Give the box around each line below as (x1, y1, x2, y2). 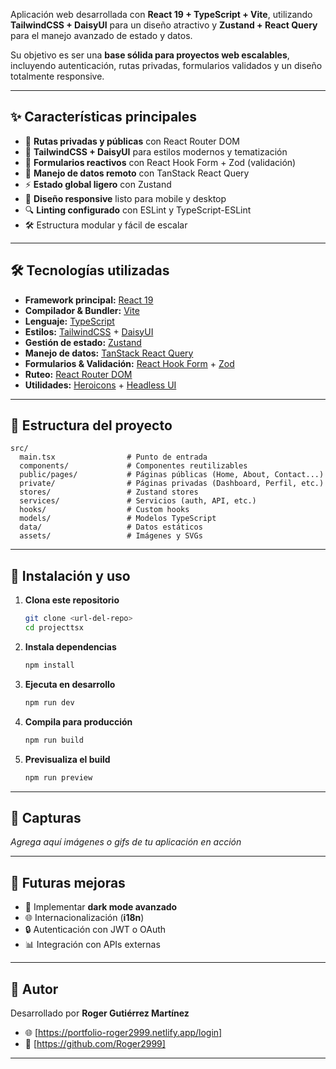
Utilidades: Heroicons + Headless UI (24, 379, 177, 391)
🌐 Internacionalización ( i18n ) (24, 912, 145, 924)
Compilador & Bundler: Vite (24, 304, 140, 316)
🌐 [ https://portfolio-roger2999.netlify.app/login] (24, 1026, 223, 1038)
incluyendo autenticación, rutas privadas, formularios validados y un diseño (10, 60, 323, 71)
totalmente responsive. (10, 70, 105, 82)
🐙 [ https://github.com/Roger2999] (24, 1037, 166, 1049)
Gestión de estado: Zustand (24, 336, 142, 348)
